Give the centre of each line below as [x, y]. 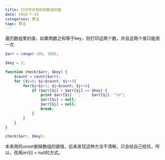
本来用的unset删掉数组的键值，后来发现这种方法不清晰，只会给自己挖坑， [80, 147]
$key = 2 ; [15, 63]
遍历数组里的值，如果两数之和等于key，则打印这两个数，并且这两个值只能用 [82, 38]
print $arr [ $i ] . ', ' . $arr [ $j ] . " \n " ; [83, 95]
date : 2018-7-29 [22, 14]
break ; [47, 109]
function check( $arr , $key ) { [36, 72]
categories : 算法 [22, 19]
